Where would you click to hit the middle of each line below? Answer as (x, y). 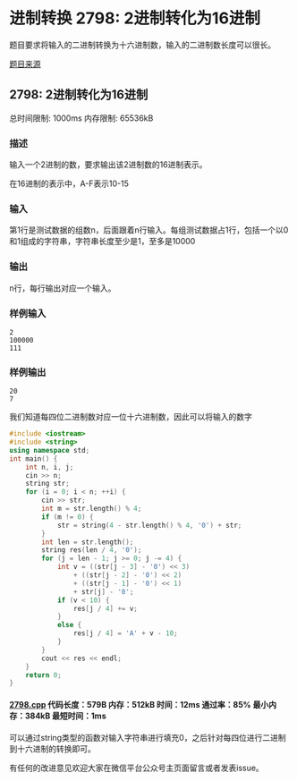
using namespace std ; (50, 450)
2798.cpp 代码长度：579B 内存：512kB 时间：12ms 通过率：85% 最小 (139, 704)
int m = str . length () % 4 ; (92, 509)
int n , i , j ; (50, 467)
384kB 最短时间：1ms (65, 716)
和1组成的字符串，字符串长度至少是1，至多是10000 (102, 242)
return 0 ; (44, 675)
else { (69, 625)
